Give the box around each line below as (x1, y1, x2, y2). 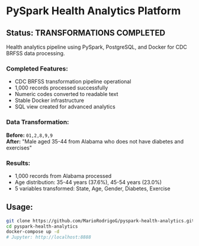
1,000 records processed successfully (14, 84, 108, 91)
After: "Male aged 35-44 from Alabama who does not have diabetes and (6, 138, 184, 145)
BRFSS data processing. (6, 50, 65, 57)
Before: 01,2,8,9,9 (6, 132, 53, 139)
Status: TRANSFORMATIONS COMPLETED (6, 28, 166, 38)
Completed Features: (6, 64, 68, 72)
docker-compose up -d (6, 229, 60, 235)
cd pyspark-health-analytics (6, 223, 78, 229)
